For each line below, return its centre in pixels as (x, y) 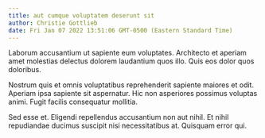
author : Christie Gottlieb (53, 23)
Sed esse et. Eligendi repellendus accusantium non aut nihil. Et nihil (119, 117)
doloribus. (25, 70)
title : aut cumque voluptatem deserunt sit (82, 15)
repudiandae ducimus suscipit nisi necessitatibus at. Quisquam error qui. (128, 126)
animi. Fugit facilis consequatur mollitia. (73, 102)
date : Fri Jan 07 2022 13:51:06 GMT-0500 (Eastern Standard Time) (121, 30)
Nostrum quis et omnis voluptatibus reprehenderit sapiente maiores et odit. (131, 85)
